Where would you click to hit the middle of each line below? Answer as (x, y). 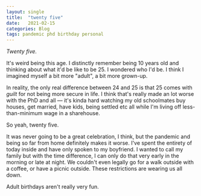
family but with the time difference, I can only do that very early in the (93, 156)
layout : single (25, 12)
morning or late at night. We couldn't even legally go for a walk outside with (100, 162)
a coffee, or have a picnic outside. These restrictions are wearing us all (94, 169)
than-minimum (24, 113)
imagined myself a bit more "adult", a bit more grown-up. (77, 76)
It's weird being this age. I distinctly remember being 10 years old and (93, 63)
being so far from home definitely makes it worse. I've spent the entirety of (99, 143)
